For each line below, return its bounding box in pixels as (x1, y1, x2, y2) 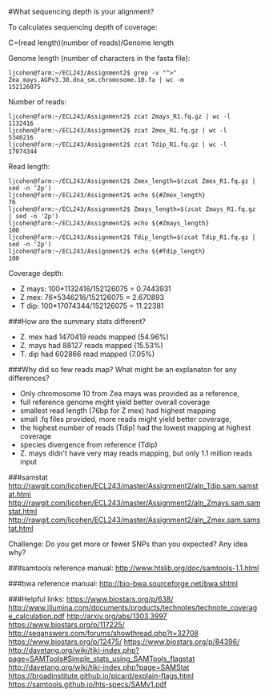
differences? (8, 373, 50, 383)
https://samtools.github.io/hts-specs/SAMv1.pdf (8, 679, 167, 689)
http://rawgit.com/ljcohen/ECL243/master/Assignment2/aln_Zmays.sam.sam (8, 498, 261, 508)
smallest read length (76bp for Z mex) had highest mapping (19, 406, 216, 415)
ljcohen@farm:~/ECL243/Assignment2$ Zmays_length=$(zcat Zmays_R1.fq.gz (8, 205, 256, 213)
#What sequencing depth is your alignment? (8, 7, 155, 16)
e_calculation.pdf (8, 611, 66, 621)
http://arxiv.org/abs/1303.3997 (66, 611, 167, 621)
